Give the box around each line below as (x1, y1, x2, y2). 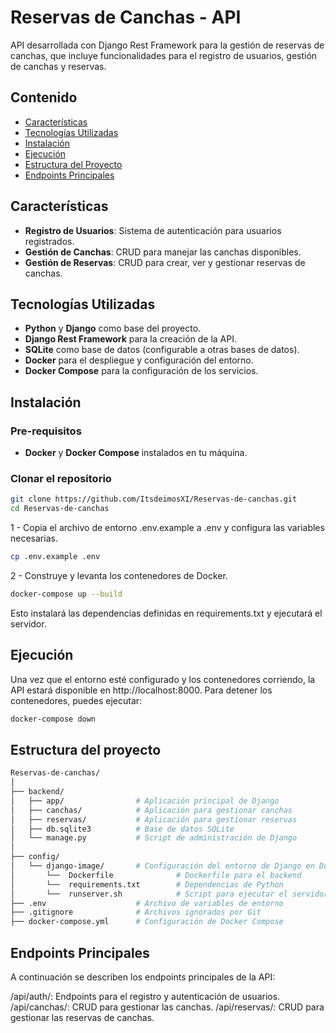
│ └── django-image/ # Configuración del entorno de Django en (10, 861, 315, 871)
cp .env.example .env (10, 552, 101, 562)
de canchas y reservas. (10, 60, 107, 72)
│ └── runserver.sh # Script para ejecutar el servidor (10, 889, 329, 899)
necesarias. (10, 532, 58, 545)
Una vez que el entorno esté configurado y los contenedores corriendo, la (10, 673, 316, 685)
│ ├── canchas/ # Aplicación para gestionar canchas (10, 805, 293, 815)
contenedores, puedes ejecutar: (10, 694, 143, 706)
